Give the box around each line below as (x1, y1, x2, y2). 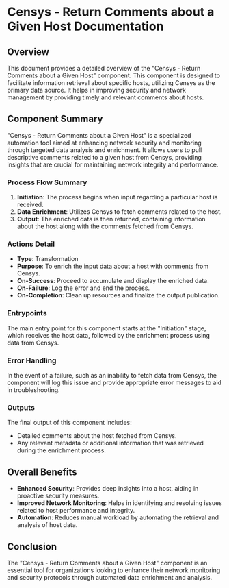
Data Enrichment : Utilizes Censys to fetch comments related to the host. (16, 208, 222, 216)
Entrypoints (7, 308, 47, 318)
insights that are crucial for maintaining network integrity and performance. (7, 160, 219, 169)
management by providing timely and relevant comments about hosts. (7, 93, 204, 101)
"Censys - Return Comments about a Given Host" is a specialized (7, 131, 191, 139)
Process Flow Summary (7, 177, 87, 187)
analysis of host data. (16, 521, 78, 529)
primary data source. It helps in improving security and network (7, 86, 187, 94)
